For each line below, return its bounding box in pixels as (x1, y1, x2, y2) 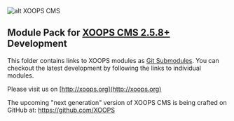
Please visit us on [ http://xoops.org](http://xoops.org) (7, 85, 162, 93)
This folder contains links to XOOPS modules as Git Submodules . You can (7, 56, 219, 64)
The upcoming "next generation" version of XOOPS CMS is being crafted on (7, 98, 227, 106)
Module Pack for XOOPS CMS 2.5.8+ (7, 27, 170, 38)
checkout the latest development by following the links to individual (7, 64, 202, 72)
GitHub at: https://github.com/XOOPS (7, 106, 116, 114)
